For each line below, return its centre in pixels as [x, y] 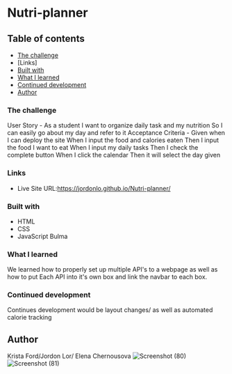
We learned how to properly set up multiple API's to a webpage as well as [113, 270]
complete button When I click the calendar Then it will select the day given [114, 155]
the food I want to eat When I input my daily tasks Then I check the [103, 148]
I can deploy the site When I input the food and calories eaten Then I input [113, 140]
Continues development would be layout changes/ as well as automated [110, 310]
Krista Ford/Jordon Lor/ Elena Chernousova [69, 356]
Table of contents [46, 39]
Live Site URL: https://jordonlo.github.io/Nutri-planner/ [94, 188]
